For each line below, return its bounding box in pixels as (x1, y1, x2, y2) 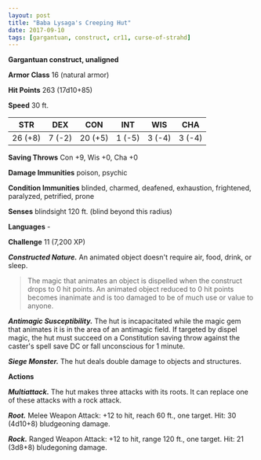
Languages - (8, 222, 51, 232)
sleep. (8, 261, 28, 270)
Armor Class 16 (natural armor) (8, 70, 110, 79)
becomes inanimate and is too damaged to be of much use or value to (27, 293, 254, 303)
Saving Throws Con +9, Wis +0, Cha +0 (8, 153, 139, 162)
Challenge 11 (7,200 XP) (8, 237, 86, 247)
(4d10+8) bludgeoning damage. (8, 419, 111, 429)
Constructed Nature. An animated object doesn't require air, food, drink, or (8, 252, 252, 262)
